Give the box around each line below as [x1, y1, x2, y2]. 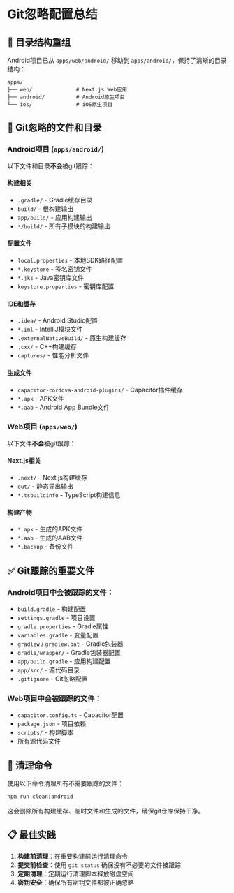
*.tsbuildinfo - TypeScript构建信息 [17, 491, 121, 499]
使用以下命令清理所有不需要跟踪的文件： [7, 779, 124, 788]
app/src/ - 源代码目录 [17, 665, 80, 674]
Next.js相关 [7, 457, 41, 465]
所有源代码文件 [17, 737, 61, 746]
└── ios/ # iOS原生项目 [7, 101, 113, 108]
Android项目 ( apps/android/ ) [7, 145, 105, 154]
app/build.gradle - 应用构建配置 [17, 657, 111, 665]
